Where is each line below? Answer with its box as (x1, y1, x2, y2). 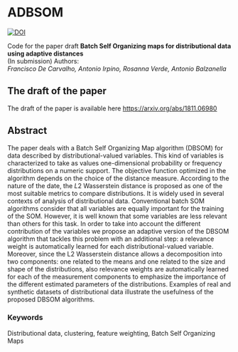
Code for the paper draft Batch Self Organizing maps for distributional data (7, 41, 232, 50)
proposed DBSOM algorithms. (7, 295, 95, 304)
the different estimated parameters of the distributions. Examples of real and (7, 279, 232, 289)
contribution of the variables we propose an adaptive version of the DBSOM (7, 227, 229, 235)
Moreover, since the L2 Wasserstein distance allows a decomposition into (7, 249, 222, 258)
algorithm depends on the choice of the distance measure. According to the (7, 174, 229, 182)
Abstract (7, 125, 48, 137)
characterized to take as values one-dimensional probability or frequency (7, 158, 222, 167)
